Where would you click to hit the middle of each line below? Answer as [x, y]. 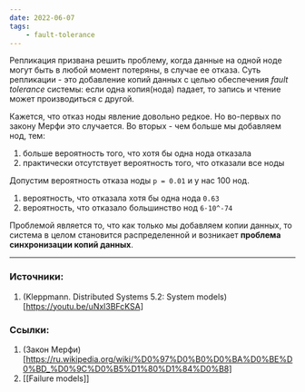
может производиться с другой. [72, 99]
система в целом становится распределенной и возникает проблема [145, 235]
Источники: [37, 277]
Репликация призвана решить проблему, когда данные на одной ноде [146, 61]
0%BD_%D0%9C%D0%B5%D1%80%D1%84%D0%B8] [127, 368]
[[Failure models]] [56, 378]
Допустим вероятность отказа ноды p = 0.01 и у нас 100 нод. [129, 181]
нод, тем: [27, 136]
